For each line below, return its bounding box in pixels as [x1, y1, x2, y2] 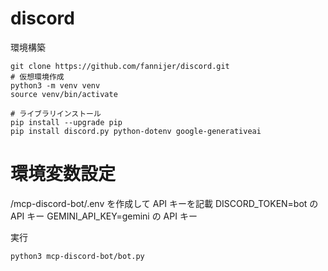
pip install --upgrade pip [10, 117, 123, 127]
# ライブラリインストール [10, 108, 102, 119]
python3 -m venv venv [10, 80, 101, 91]
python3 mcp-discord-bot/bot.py [10, 251, 145, 261]
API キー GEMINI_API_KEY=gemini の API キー [10, 210, 198, 222]
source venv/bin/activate [10, 89, 118, 99]
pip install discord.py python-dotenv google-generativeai [10, 126, 262, 136]
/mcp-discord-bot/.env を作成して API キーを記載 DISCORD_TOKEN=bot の [10, 197, 319, 209]
